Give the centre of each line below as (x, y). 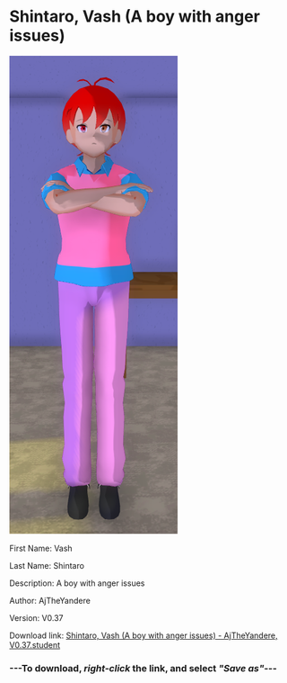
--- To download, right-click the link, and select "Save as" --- (143, 668)
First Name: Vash (41, 548)
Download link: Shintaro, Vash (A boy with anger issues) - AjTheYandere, (143, 635)
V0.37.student (35, 644)
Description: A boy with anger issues (77, 583)
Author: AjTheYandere (50, 600)
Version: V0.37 (37, 617)
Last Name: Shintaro (47, 565)
